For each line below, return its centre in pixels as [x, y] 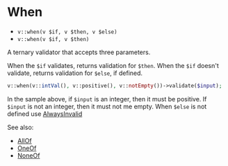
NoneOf [28, 155]
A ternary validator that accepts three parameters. [79, 52]
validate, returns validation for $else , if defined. [75, 73]
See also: [21, 127]
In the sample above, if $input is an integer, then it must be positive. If [107, 99]
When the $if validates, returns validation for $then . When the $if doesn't [113, 65]
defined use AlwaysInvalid [45, 114]
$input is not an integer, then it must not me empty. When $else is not [107, 106]
